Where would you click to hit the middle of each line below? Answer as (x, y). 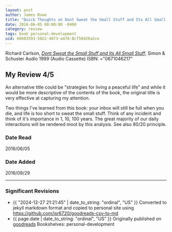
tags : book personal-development (41, 34)
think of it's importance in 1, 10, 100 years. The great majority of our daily (82, 119)
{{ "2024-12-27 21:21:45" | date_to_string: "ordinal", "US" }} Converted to (90, 202)
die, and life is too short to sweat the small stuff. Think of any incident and (83, 113)
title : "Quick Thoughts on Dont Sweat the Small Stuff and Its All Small (86, 19)
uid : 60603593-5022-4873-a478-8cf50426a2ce (52, 39)
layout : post (19, 10)
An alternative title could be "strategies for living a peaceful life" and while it (85, 87)
